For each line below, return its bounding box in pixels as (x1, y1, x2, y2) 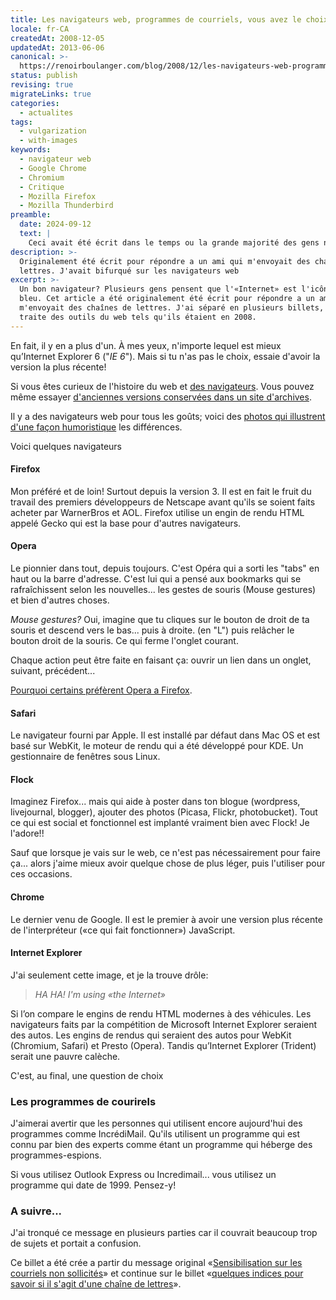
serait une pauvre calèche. (10, 1050, 121, 1062)
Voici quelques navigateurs (10, 440, 122, 452)
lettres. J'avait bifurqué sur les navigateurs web (19, 266, 240, 276)
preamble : (10, 210, 52, 220)
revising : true (10, 80, 74, 90)
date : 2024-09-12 (19, 219, 92, 230)
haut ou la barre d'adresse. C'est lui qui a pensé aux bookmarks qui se (10, 573, 302, 585)
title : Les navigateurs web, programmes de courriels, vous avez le (10, 14, 302, 25)
